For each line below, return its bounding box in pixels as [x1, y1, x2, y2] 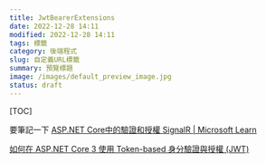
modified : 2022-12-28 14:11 [9, 30, 116, 39]
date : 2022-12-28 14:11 [9, 22, 100, 31]
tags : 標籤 [9, 38, 48, 48]
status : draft [9, 81, 63, 90]
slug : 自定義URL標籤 [9, 55, 80, 64]
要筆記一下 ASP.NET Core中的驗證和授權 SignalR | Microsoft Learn [9, 124, 258, 135]
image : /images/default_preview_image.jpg [9, 72, 172, 81]
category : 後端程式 [9, 47, 78, 56]
